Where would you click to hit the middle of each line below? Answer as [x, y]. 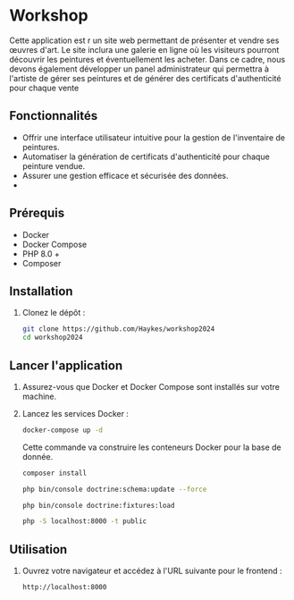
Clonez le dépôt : [54, 313]
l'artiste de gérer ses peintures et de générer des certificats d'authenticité [145, 78]
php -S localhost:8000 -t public [84, 521]
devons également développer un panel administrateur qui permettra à [139, 69]
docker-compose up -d [62, 430]
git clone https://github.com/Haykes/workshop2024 [118, 329]
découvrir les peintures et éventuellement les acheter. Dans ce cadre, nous [147, 59]
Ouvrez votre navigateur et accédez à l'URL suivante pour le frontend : [152, 571]
